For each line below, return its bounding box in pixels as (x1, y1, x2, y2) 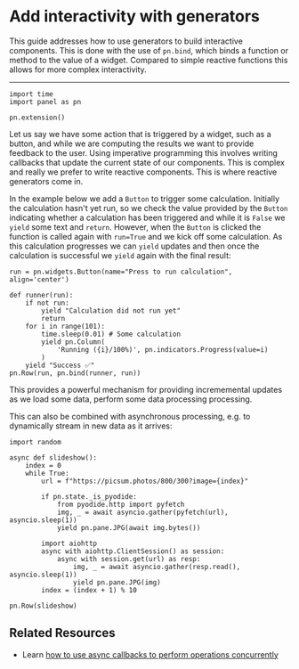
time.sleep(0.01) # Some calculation (41, 330, 181, 339)
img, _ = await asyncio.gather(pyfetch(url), (56, 508, 229, 517)
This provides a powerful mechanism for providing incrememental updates (9, 384, 283, 395)
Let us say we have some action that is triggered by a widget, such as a (9, 128, 271, 139)
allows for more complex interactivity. (9, 64, 147, 75)
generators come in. (9, 175, 84, 186)
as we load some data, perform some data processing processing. (9, 394, 253, 404)
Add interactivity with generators (9, 6, 260, 27)
